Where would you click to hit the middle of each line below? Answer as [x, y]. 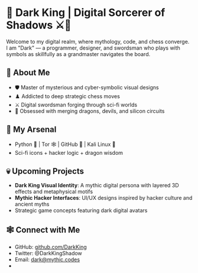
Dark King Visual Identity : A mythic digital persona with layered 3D [97, 186]
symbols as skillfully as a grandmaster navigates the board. [78, 54]
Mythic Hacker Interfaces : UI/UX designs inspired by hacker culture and [103, 198]
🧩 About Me [28, 73]
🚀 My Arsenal [31, 130]
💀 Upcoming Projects [45, 171]
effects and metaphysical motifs [54, 191]
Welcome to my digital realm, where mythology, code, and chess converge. [98, 41]
